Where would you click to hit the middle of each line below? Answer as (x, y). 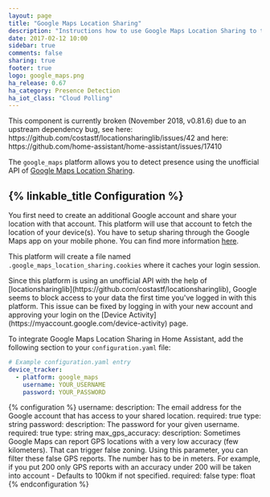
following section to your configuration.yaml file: (90, 347)
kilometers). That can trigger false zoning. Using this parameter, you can (128, 450)
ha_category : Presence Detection (64, 90)
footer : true (30, 68)
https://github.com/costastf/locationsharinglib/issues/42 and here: (119, 138)
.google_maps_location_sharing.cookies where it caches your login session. (135, 265)
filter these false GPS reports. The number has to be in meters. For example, (135, 458)
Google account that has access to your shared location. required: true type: (135, 416)
